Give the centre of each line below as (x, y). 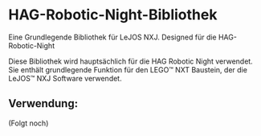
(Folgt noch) (29, 123)
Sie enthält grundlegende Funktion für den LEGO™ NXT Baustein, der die (128, 69)
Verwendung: (43, 103)
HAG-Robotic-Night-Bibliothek (113, 15)
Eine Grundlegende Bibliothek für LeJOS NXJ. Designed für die (112, 37)
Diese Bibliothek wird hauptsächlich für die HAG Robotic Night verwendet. (130, 61)
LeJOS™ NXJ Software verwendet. (65, 78)
